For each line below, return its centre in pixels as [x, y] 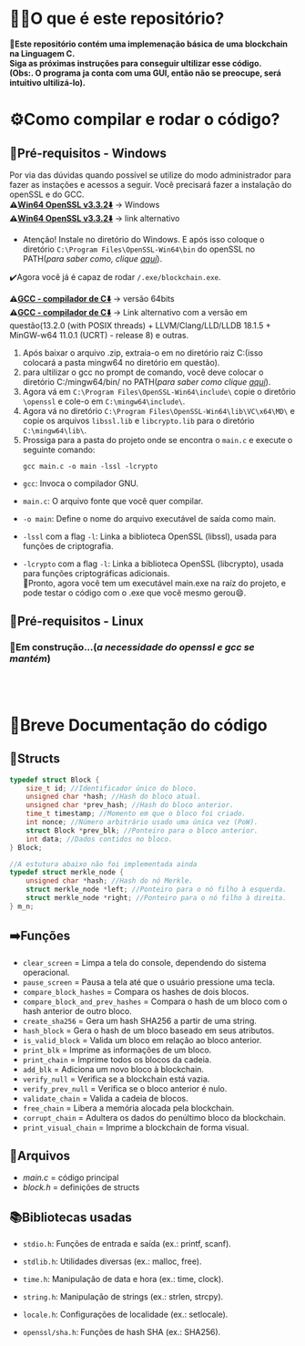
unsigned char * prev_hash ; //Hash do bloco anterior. [130, 805]
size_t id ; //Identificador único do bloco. [112, 788]
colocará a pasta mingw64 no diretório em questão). [121, 362]
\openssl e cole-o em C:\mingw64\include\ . [104, 401]
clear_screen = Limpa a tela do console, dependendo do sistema [144, 962]
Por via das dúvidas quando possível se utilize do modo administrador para [150, 175]
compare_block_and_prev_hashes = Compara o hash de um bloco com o [155, 1001]
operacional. [46, 972]
